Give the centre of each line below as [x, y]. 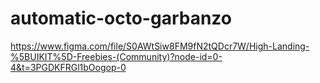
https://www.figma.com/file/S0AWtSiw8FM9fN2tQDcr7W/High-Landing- [160, 46]
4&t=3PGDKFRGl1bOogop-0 [68, 67]
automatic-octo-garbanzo [121, 18]
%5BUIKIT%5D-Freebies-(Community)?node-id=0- [116, 56]
